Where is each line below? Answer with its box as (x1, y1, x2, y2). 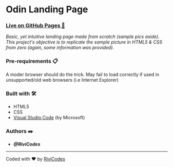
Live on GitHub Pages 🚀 (6, 22, 65, 29)
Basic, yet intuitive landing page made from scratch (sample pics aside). (6, 33, 160, 40)
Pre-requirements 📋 (6, 58, 59, 65)
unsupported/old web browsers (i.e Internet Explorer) (6, 77, 119, 83)
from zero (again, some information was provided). (6, 45, 114, 51)
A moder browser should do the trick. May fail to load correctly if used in (6, 71, 160, 78)
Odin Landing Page (6, 4, 88, 15)
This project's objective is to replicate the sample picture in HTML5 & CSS (6, 39, 163, 45)
